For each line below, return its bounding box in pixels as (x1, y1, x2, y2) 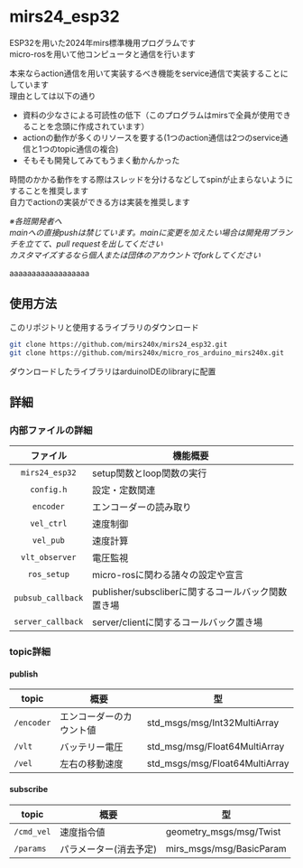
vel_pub (32, 536, 66, 546)
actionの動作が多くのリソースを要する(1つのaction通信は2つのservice (22, 132, 280, 143)
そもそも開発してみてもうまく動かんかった (22, 154, 180, 165)
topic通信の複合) (57, 143, 119, 154)
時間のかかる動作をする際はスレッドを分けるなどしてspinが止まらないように (9, 173, 293, 184)
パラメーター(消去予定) (60, 843, 158, 855)
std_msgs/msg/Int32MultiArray (147, 716, 280, 729)
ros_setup (27, 569, 70, 580)
